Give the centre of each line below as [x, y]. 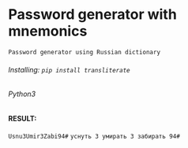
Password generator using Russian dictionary [84, 52]
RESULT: [23, 118]
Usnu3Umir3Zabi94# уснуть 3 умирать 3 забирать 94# [94, 137]
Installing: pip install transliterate [69, 69]
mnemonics [48, 31]
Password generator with [93, 15]
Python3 [22, 94]
